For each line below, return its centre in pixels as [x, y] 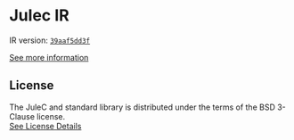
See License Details [45, 126]
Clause [22, 116]
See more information [49, 57]
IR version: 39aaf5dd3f [50, 40]
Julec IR [39, 16]
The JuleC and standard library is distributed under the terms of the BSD [143, 107]
